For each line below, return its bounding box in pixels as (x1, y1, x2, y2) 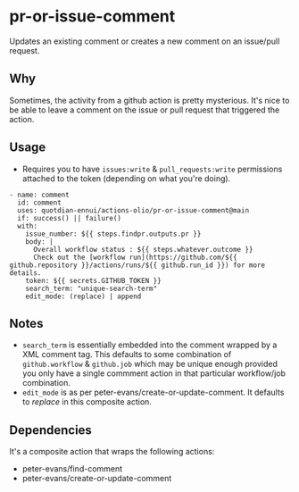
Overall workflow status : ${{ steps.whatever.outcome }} (32, 245, 253, 254)
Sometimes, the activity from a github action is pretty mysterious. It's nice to (9, 95, 290, 105)
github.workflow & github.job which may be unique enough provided (21, 359, 278, 370)
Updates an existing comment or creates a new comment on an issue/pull (9, 36, 280, 46)
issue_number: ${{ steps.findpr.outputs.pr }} (25, 229, 202, 238)
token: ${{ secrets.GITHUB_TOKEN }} (25, 276, 162, 285)
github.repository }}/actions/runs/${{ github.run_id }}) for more (9, 261, 266, 270)
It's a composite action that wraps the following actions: (9, 446, 215, 457)
